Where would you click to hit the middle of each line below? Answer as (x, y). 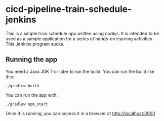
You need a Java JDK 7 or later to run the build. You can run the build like (80, 71)
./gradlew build (22, 86)
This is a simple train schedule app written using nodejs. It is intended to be (82, 33)
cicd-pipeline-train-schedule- (69, 9)
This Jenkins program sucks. (35, 44)
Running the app (31, 60)
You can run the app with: (32, 95)
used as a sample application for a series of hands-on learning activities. (80, 39)
